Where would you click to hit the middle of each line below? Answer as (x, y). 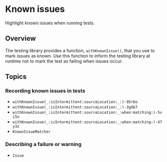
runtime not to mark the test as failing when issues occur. (64, 61)
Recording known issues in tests (45, 91)
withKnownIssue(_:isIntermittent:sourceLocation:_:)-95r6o (75, 102)
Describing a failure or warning (43, 144)
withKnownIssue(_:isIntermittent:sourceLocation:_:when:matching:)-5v (87, 113)
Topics (16, 77)
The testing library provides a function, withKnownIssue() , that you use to (80, 50)
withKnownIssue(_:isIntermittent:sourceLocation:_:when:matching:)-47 (87, 122)
